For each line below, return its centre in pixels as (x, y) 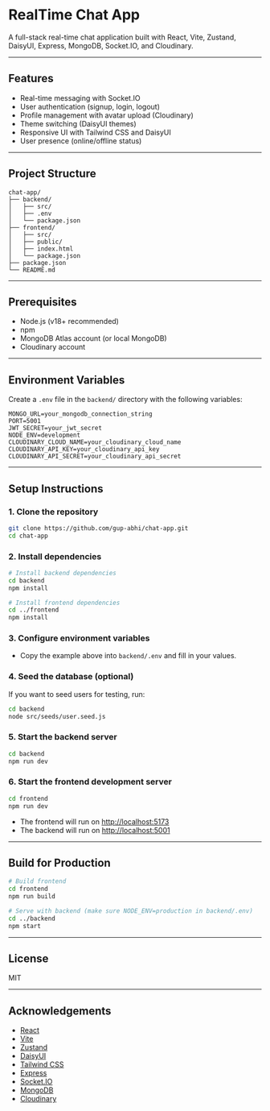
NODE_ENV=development (45, 435)
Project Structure (52, 174)
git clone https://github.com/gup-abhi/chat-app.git (98, 528)
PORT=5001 (25, 421)
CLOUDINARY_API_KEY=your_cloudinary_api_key (84, 450)
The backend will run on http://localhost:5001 (95, 830)
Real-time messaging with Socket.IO (80, 97)
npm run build (32, 897)
